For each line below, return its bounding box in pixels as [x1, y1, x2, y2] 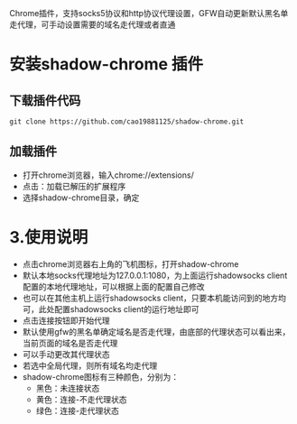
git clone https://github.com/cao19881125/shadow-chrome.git [9, 117, 245, 126]
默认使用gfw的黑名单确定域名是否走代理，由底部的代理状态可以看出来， [22, 326, 291, 336]
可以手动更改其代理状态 [22, 348, 110, 359]
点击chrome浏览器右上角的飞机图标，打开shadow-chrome [22, 258, 239, 269]
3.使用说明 [9, 227, 88, 247]
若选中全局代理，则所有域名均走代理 [22, 360, 158, 371]
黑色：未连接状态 [35, 383, 100, 393]
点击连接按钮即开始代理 [22, 315, 110, 326]
